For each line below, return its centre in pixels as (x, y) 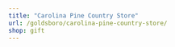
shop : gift (27, 30)
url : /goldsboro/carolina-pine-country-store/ (88, 23)
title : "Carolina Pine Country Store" (73, 16)
